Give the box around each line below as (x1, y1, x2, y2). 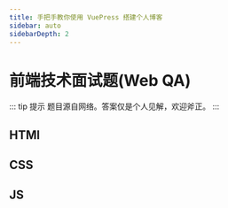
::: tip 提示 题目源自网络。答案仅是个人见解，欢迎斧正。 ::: (9, 101, 220, 112)
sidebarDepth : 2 (9, 29, 69, 38)
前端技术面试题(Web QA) (9, 70, 192, 90)
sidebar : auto (9, 21, 62, 30)
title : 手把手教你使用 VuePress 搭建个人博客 (9, 12, 163, 22)
